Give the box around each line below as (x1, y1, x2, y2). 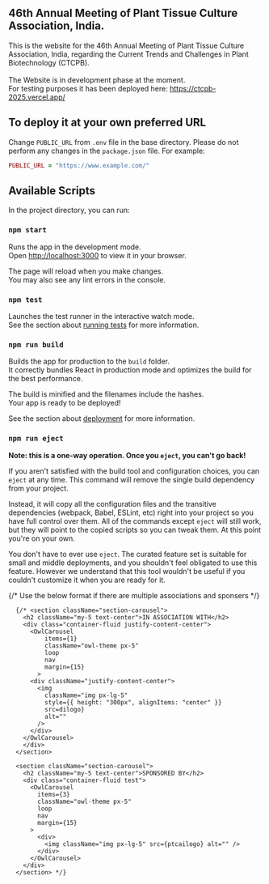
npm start (8, 226, 47, 235)
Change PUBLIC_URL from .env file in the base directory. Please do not (8, 137, 239, 147)
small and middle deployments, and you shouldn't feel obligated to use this (8, 558, 258, 567)
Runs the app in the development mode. (8, 242, 141, 252)
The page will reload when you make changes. (8, 266, 164, 276)
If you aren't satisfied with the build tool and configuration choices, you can (8, 465, 260, 476)
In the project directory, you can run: (8, 206, 130, 215)
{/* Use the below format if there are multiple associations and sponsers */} (8, 590, 260, 600)
